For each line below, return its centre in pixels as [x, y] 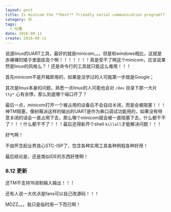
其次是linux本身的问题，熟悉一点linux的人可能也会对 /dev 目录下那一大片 [81, 87]
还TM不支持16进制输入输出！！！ [40, 183]
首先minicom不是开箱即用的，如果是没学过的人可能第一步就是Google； [80, 77]
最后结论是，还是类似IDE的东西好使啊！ [47, 156]
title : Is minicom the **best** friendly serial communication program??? [86, 15]
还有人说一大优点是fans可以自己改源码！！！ [52, 194]
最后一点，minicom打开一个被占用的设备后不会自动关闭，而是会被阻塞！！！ [85, 105]
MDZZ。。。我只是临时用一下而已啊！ [43, 204]
